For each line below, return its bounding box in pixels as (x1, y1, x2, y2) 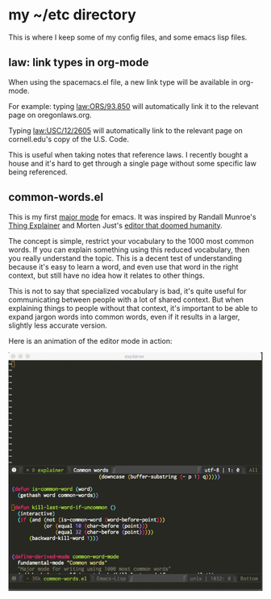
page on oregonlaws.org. (8, 110, 92, 119)
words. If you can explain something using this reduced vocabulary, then (8, 245, 250, 254)
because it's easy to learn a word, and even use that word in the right (8, 262, 239, 271)
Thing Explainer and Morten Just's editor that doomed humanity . (8, 220, 223, 230)
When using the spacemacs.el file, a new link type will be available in (8, 77, 238, 86)
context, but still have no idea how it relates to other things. (8, 270, 206, 280)
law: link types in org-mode (8, 56, 149, 69)
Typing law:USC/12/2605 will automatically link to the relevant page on (8, 125, 244, 135)
